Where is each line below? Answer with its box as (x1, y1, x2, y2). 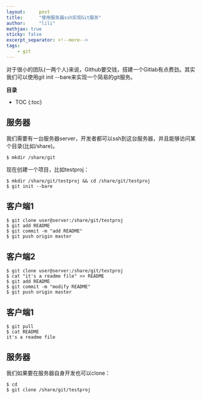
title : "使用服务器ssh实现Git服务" (6, 15, 102, 21)
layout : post (6, 8, 50, 15)
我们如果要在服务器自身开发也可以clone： (6, 369, 111, 377)
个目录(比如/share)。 (6, 142, 58, 149)
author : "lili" (6, 20, 56, 26)
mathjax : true (6, 25, 42, 32)
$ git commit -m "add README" (6, 228, 83, 234)
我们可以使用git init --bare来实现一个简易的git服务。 (6, 73, 136, 81)
